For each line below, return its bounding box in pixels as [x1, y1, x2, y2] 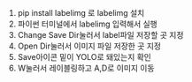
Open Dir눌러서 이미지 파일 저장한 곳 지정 [17, 41, 162, 51]
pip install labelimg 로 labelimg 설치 [17, 8, 145, 18]
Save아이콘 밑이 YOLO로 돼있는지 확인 [17, 52, 152, 62]
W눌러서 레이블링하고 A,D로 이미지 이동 [17, 63, 155, 73]
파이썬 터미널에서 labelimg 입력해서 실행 [17, 19, 157, 29]
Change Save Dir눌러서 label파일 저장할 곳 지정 [17, 30, 184, 40]
